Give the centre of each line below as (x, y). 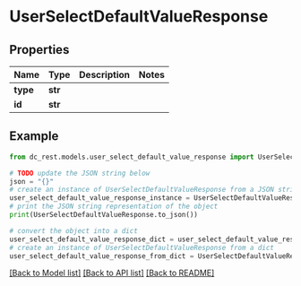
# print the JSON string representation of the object (114, 207)
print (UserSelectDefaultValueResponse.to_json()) (104, 215)
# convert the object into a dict (74, 230)
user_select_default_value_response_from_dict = (102, 256)
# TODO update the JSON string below (80, 173)
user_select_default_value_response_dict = (92, 239)
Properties (39, 50)
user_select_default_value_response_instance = (100, 198)
